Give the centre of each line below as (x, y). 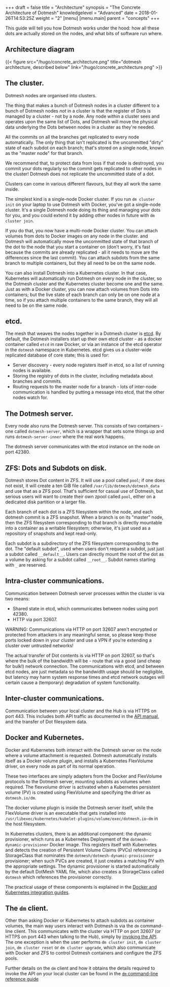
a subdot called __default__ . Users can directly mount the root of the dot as (84, 554)
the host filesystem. (26, 824)
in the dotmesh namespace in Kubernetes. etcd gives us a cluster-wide (78, 350)
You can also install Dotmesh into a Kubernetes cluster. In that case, (76, 273)
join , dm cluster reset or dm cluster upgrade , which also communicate (80, 948)
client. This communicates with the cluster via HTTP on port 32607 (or (88, 931)
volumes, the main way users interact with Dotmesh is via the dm (72, 926)
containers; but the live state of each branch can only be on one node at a (82, 295)
